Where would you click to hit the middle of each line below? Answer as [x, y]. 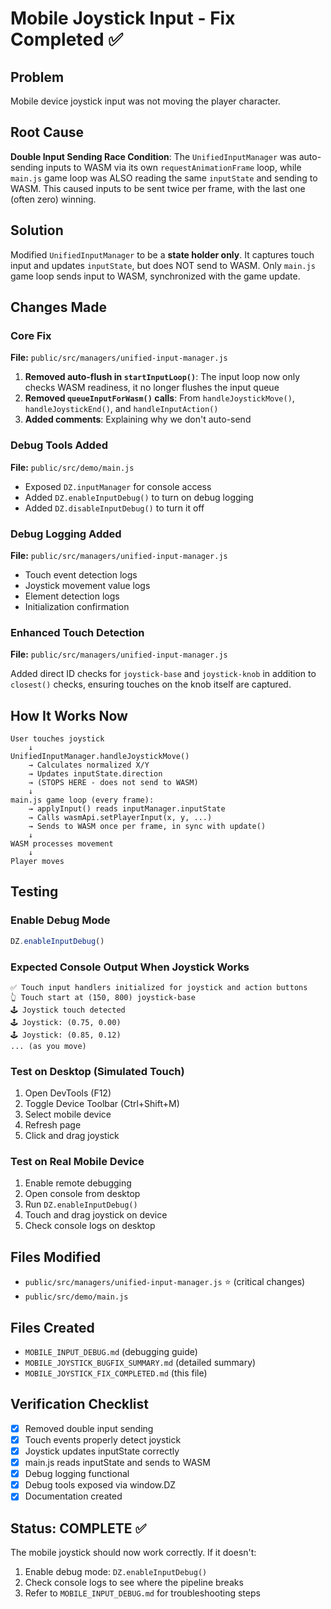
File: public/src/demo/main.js [72, 467]
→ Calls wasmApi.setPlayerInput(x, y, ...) [120, 818]
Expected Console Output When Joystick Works [130, 967]
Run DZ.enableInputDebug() [81, 1204]
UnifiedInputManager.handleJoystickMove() [100, 757]
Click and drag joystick [72, 1136]
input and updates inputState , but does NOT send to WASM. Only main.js [163, 265]
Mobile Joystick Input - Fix [123, 18]
